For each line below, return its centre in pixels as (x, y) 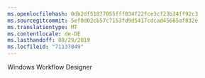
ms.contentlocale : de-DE (44, 34)
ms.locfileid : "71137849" (45, 47)
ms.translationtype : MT (43, 27)
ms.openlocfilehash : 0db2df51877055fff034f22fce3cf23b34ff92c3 (103, 14)
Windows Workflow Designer (50, 67)
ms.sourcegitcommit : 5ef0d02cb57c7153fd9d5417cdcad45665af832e (103, 21)
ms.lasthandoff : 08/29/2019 (49, 40)
